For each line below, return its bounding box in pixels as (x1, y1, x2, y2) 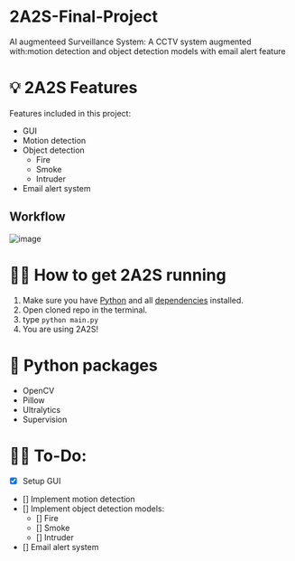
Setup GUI (22, 475, 61, 486)
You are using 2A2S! (22, 323, 99, 334)
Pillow (22, 395, 45, 406)
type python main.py (22, 313, 99, 324)
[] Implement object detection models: (22, 503, 165, 514)
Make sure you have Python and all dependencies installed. (22, 295, 244, 305)
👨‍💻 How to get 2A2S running (9, 265, 227, 285)
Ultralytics (22, 404, 61, 415)
